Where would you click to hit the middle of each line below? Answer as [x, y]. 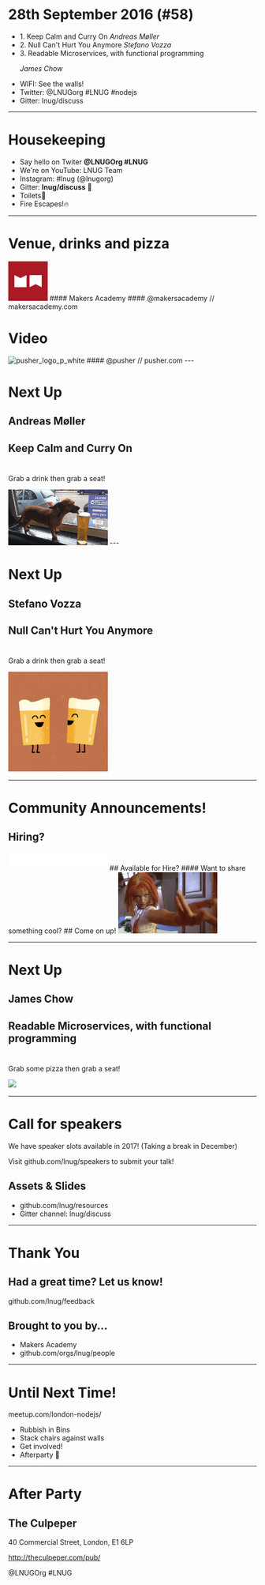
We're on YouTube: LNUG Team [71, 170]
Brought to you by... [58, 1325]
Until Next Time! [62, 1393]
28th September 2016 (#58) [101, 15]
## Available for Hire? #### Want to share [177, 868]
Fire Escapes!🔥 [44, 204]
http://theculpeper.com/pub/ [54, 1557]
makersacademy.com [43, 307]
